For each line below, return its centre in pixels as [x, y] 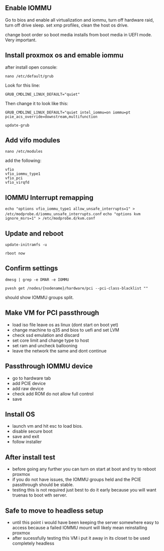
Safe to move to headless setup [54, 510]
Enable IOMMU [28, 8]
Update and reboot [34, 234]
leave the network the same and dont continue [59, 351]
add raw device [28, 388]
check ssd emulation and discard [46, 335]
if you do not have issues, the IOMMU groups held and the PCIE [77, 480]
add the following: [23, 161]
